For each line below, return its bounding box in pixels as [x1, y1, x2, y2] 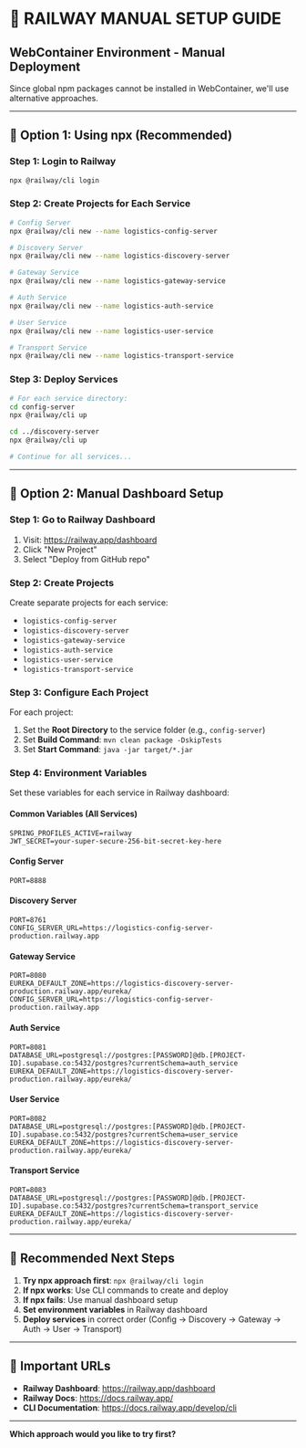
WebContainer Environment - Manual [9, 45, 226, 60]
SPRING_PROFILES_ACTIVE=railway [9, 828, 132, 838]
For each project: [9, 707, 74, 718]
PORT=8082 [9, 1114, 47, 1123]
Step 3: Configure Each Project [9, 686, 148, 698]
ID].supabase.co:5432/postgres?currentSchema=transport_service [9, 1201, 259, 1211]
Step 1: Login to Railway [9, 155, 117, 168]
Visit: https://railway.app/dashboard [22, 534, 158, 545]
